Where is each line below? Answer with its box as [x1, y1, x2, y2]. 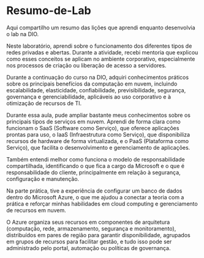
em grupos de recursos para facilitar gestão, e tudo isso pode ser [6, 238, 172, 245]
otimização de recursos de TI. [6, 99, 81, 107]
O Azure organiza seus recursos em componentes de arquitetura [6, 218, 170, 226]
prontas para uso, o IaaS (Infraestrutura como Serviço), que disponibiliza [6, 131, 191, 138]
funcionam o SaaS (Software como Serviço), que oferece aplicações [6, 124, 179, 131]
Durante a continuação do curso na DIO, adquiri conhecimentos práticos [6, 73, 189, 81]
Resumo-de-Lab [6, 4, 91, 18]
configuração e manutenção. [6, 175, 80, 182]
